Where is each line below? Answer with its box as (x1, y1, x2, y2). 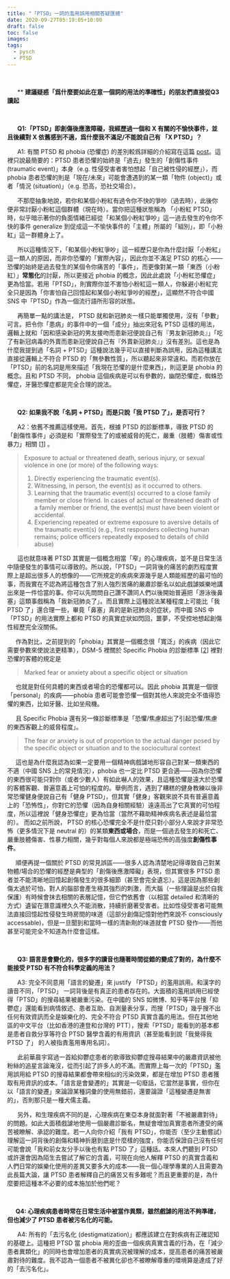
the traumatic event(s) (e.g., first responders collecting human (34, 525, 210, 533)
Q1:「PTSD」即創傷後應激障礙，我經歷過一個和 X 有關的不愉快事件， (16, 124, 212, 133)
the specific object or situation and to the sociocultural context (23, 743, 201, 752)
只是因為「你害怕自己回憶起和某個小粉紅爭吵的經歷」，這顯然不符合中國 (12, 288, 214, 296)
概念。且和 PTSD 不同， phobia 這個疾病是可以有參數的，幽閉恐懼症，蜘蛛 (7, 372, 217, 380)
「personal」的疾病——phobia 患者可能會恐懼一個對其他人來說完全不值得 (7, 691, 215, 699)
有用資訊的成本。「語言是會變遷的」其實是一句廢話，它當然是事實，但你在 (12, 1078, 220, 1087)
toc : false (7, 29, 38, 36)
